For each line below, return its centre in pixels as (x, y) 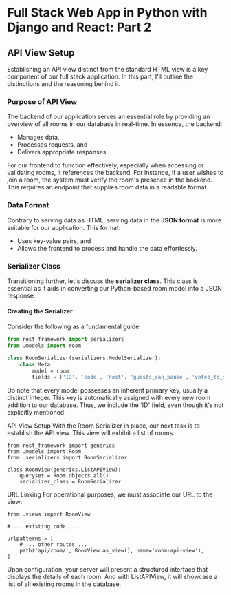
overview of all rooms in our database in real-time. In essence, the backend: (115, 124)
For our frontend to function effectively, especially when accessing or (106, 165)
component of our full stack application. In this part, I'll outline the (100, 76)
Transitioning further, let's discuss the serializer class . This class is (102, 281)
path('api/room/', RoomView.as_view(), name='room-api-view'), (112, 551)
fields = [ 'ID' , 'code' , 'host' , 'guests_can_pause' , (110, 377)
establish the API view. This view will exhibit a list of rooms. (91, 433)
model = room (51, 371)
